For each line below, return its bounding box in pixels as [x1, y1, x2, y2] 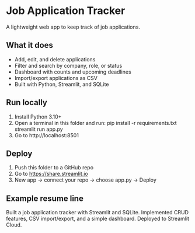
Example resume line [6, 193, 83, 203]
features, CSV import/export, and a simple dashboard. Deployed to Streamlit [6, 215, 190, 222]
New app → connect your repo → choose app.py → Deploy [14, 176, 156, 183]
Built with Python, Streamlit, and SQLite [14, 81, 109, 88]
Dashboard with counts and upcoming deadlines [14, 68, 131, 75]
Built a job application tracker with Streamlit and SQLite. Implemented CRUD [6, 209, 189, 216]
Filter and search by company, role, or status [14, 62, 123, 69]
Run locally [6, 98, 48, 107]
